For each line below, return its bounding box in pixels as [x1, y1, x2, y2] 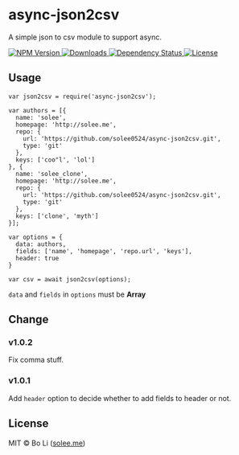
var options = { [8, 233, 63, 241]
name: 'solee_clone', [15, 170, 89, 178]
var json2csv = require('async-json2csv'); [8, 92, 157, 100]
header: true [15, 254, 60, 262]
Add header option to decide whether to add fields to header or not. [8, 393, 232, 403]
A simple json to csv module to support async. [8, 32, 163, 42]
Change [8, 313, 49, 326]
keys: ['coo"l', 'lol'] [15, 155, 95, 164]
